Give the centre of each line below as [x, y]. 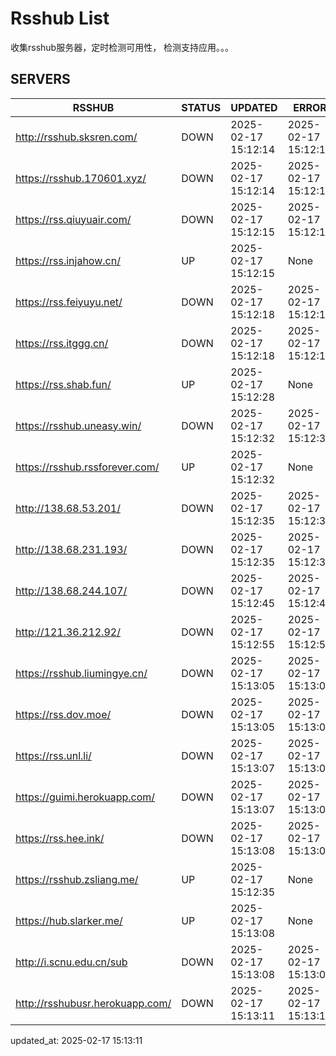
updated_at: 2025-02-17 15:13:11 [76, 1040]
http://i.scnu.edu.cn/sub [71, 962]
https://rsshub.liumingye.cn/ [81, 673]
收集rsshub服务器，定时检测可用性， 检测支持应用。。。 [122, 47]
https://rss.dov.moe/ [63, 714]
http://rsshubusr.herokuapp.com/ [93, 1003]
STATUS [201, 107]
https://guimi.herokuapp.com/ [85, 797]
